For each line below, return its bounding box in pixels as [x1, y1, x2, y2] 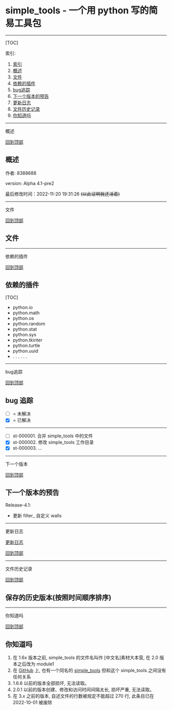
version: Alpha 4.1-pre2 [5, 180, 54, 186]
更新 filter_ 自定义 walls [12, 513, 62, 519]
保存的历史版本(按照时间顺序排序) [5, 593, 112, 602]
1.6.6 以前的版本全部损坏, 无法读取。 [12, 680, 90, 686]
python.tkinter [12, 337, 42, 343]
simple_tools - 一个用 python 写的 [5, 5, 149, 16]
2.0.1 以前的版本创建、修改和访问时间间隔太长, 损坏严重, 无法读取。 [12, 686, 155, 693]
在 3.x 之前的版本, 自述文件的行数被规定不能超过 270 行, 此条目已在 [12, 693, 155, 699]
